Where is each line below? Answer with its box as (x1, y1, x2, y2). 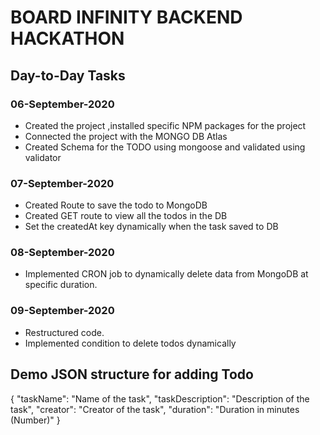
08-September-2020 (10, 246, 115, 260)
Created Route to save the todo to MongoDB (24, 199, 208, 211)
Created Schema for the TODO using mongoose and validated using (24, 141, 306, 153)
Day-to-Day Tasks (10, 67, 126, 84)
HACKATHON (10, 27, 125, 50)
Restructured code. (24, 326, 105, 338)
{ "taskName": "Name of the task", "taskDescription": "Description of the (10, 392, 310, 405)
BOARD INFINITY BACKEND (10, 6, 243, 29)
